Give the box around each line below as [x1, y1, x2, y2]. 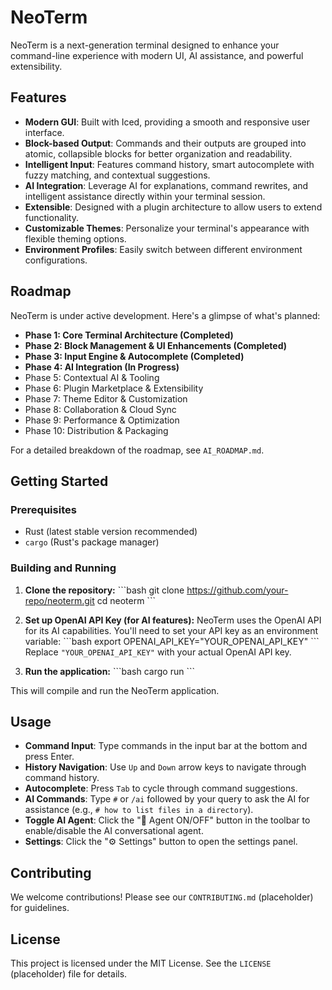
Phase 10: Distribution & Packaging [24, 424, 169, 436]
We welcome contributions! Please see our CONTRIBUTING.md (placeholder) [10, 891, 314, 903]
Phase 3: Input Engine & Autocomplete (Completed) [24, 350, 245, 362]
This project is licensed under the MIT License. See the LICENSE [10, 957, 272, 969]
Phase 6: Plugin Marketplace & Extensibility [24, 382, 204, 394]
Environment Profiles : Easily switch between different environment [24, 243, 303, 255]
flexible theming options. [24, 232, 127, 245]
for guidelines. [10, 902, 70, 914]
